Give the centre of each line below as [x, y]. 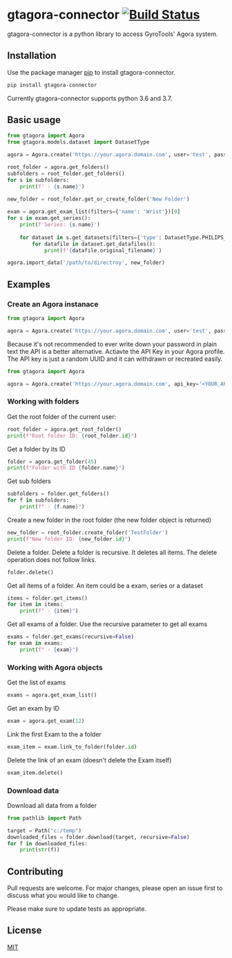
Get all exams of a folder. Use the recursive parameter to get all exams [107, 624]
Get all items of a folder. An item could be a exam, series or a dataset [105, 585]
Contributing [35, 871]
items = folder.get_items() [48, 598]
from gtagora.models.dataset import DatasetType [78, 142]
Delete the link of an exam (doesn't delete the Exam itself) [89, 760]
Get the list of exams [37, 683]
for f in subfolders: [38, 500]
